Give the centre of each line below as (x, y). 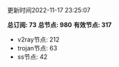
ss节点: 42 (32, 57)
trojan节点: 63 (37, 48)
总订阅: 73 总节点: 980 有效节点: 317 (59, 25)
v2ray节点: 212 (38, 39)
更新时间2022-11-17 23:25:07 (49, 10)
